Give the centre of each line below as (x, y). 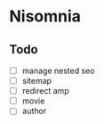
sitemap (36, 81)
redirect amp (45, 91)
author (34, 111)
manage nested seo (58, 70)
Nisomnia (45, 17)
